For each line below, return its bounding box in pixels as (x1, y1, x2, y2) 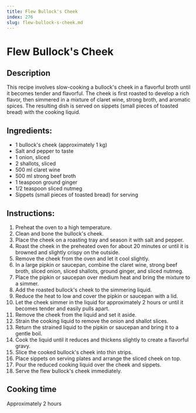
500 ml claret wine (15, 166, 60, 173)
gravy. (15, 343, 31, 350)
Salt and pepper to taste (15, 147, 74, 155)
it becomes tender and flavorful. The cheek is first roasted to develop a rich (6, 90, 190, 97)
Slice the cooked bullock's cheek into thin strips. (15, 349, 133, 355)
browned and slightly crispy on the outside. (15, 249, 120, 256)
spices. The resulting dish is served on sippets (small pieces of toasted (6, 102, 178, 109)
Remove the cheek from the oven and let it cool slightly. (15, 255, 150, 262)
